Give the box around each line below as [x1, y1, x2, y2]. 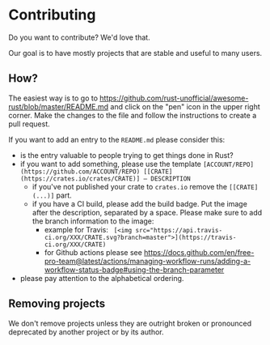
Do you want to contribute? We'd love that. [8, 32, 151, 42]
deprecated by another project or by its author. [8, 326, 164, 337]
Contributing [8, 6, 96, 24]
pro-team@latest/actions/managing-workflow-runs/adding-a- [44, 256, 251, 266]
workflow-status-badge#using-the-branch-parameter [44, 265, 225, 275]
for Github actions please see [44, 247, 143, 257]
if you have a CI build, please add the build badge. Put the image [32, 198, 248, 208]
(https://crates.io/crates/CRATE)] [19, 174, 141, 183]
